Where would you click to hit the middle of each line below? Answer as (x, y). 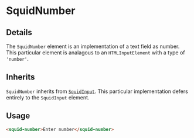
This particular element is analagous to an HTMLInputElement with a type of (96, 53)
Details (19, 32)
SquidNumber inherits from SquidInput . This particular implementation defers (97, 91)
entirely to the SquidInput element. (48, 97)
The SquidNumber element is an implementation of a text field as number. (93, 46)
